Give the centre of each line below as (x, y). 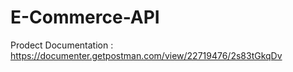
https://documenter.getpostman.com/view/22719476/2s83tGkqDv (146, 55)
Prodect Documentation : (62, 45)
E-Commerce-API (85, 17)
